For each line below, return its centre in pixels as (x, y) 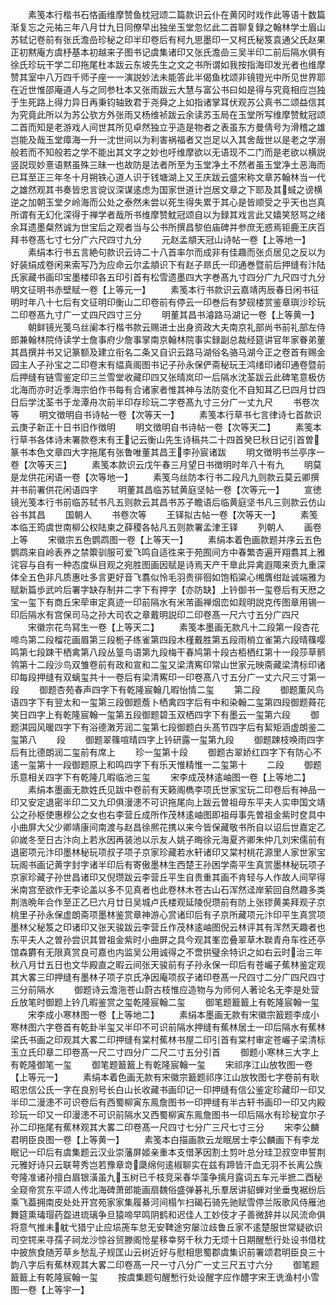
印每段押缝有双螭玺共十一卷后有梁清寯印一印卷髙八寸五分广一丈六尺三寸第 (163, 677)
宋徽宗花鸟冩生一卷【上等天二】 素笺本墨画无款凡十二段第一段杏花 (173, 627)
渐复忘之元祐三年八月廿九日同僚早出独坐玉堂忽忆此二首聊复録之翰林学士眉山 (168, 27)
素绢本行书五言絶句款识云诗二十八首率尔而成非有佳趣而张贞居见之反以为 (176, 252)
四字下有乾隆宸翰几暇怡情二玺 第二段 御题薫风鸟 (208, 689)
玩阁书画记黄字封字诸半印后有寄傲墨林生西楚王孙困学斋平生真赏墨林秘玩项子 (168, 864)
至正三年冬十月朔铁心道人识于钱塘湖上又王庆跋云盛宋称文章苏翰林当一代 (176, 177)
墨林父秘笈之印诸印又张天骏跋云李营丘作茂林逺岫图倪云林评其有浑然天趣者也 (168, 927)
